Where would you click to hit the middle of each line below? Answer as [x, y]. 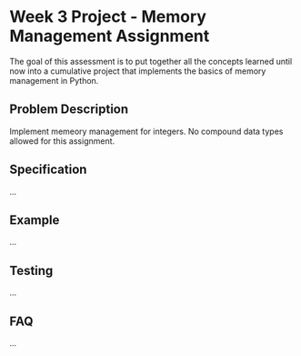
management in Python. [54, 80]
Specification [48, 170]
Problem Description [69, 110]
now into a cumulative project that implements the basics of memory [138, 71]
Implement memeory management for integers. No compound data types [146, 131]
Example [35, 220]
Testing [31, 270]
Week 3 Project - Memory [108, 17]
